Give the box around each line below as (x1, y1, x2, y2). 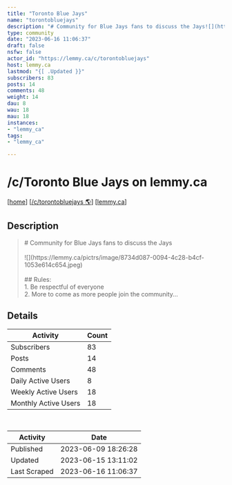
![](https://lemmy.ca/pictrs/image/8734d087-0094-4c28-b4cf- (23, 253, 205, 261)
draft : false (7, 42, 45, 49)
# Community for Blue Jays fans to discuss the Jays (23, 238, 173, 247)
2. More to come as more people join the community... (23, 289, 178, 298)
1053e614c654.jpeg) (23, 260, 83, 269)
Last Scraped (10, 466, 54, 476)
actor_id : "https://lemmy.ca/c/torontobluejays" (7, 55, 150, 62)
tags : (7, 132, 23, 139)
